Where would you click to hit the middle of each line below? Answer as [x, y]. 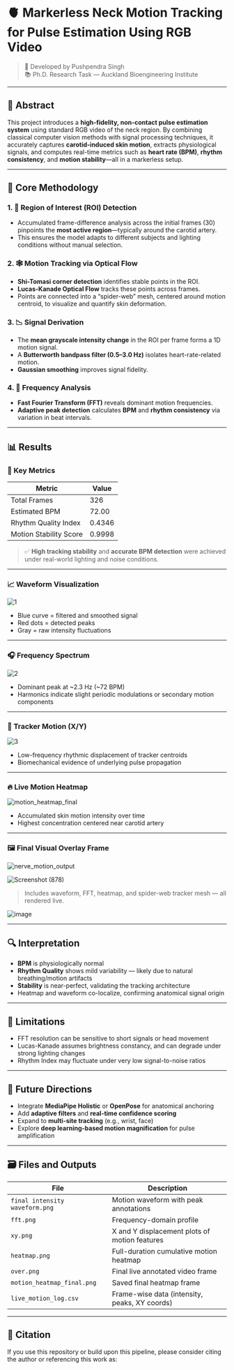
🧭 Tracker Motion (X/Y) [47, 726]
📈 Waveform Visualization [53, 584]
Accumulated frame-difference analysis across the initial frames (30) [116, 223]
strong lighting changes [51, 1053]
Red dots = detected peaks [56, 623]
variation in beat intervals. [54, 418]
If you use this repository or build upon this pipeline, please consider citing [114, 1352]
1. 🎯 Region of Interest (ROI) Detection [72, 208]
